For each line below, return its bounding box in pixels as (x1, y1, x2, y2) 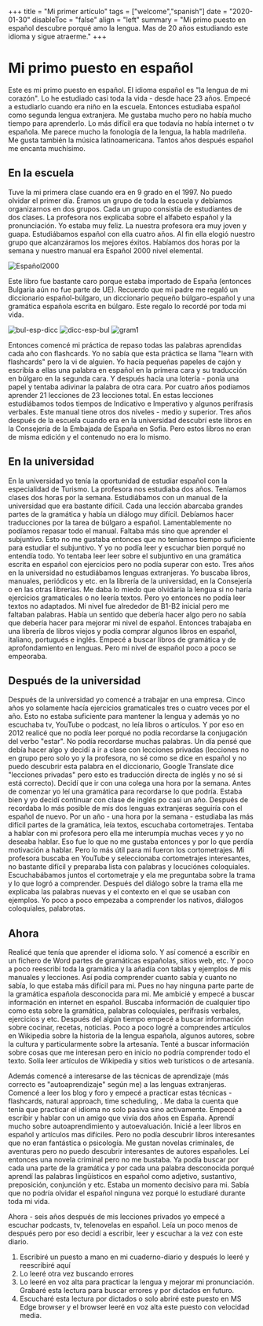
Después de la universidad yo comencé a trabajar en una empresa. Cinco (8, 695, 246, 705)
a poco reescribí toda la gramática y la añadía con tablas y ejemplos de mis (8, 964, 251, 974)
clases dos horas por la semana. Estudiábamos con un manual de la (8, 492, 228, 502)
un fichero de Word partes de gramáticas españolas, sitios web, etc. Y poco (8, 956, 254, 966)
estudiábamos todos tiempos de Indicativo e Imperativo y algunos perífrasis (8, 399, 254, 408)
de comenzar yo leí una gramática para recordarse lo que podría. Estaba (8, 786, 243, 797)
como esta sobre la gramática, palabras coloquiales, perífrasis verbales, (8, 1006, 242, 1015)
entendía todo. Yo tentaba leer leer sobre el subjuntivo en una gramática (8, 551, 242, 561)
